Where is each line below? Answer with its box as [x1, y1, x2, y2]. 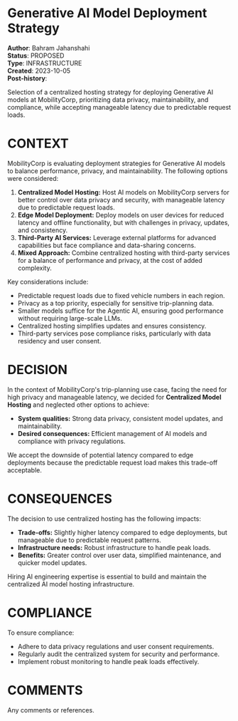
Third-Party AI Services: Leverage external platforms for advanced [17, 233, 217, 242]
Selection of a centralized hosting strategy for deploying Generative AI [7, 88, 214, 96]
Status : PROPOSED [7, 51, 65, 60]
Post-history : [7, 73, 48, 83]
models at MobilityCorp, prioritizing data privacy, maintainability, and [7, 95, 209, 104]
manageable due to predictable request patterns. [17, 536, 161, 544]
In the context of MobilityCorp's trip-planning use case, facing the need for [7, 385, 227, 393]
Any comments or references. [7, 705, 94, 714]
